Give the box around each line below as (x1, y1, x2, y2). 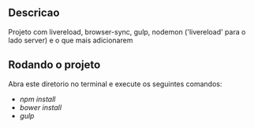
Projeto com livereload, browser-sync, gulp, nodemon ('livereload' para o (8, 27, 246, 36)
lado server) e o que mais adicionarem (8, 35, 133, 45)
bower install (19, 102, 62, 112)
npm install (19, 94, 56, 104)
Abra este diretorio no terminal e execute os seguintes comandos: (8, 79, 222, 89)
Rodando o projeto (8, 58, 101, 71)
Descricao (8, 6, 60, 20)
